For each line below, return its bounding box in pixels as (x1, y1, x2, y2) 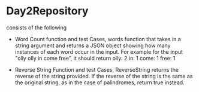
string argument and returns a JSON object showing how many (14, 42, 171, 49)
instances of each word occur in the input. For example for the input (14, 48, 183, 55)
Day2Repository (6, 4, 89, 18)
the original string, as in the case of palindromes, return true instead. (14, 79, 185, 86)
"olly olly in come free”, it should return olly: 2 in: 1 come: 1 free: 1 (14, 54, 176, 62)
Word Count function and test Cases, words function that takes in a (14, 35, 181, 42)
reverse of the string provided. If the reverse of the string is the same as (14, 72, 193, 79)
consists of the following (6, 24, 67, 31)
